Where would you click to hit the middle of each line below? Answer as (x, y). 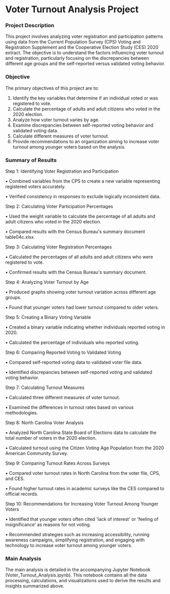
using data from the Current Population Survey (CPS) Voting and (73, 42)
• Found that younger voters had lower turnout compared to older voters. (82, 307)
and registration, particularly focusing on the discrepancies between (77, 58)
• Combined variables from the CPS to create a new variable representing (83, 181)
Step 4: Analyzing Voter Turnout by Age (47, 282)
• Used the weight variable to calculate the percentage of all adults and (80, 216)
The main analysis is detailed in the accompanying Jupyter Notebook (78, 570)
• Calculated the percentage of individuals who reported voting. (72, 342)
